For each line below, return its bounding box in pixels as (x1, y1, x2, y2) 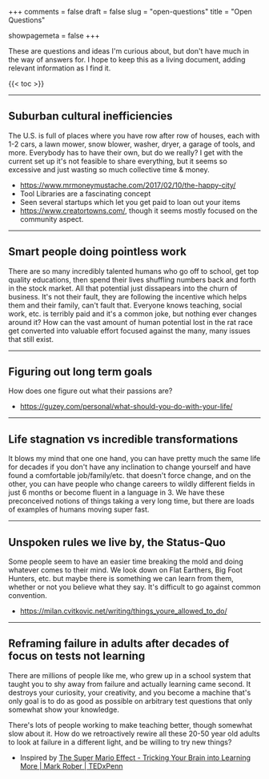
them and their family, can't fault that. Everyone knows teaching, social (8, 300, 243, 310)
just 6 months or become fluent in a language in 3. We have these (8, 488, 225, 497)
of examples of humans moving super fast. (8, 504, 150, 515)
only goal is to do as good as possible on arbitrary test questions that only (8, 696, 253, 705)
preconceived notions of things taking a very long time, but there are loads (8, 496, 255, 506)
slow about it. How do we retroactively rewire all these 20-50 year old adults (8, 729, 260, 738)
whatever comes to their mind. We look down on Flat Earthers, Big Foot (8, 565, 243, 575)
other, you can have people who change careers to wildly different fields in (8, 480, 255, 489)
